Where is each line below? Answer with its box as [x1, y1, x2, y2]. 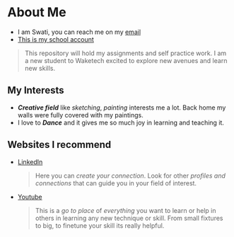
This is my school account [17, 35, 94, 43]
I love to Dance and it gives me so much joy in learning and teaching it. [17, 118, 225, 127]
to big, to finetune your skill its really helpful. [35, 221, 165, 230]
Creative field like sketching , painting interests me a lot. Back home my [17, 103, 226, 112]
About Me [7, 4, 66, 21]
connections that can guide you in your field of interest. [35, 178, 197, 187]
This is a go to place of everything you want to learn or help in [35, 206, 217, 214]
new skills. [24, 64, 56, 72]
